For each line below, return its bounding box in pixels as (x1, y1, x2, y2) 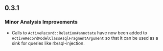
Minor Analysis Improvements (4, 19, 78, 25)
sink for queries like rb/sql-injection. (11, 40, 85, 46)
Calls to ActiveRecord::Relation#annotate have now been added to (11, 29, 147, 36)
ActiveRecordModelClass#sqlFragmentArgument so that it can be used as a (11, 35, 159, 41)
